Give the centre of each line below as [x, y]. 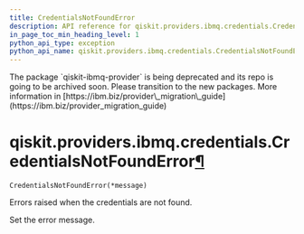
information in [35, 97]
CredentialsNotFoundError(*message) [78, 186]
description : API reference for [70, 26]
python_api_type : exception [62, 43]
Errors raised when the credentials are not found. [101, 202]
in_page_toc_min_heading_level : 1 [75, 34]
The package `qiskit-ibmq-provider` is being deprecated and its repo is [142, 77]
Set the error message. [52, 220]
